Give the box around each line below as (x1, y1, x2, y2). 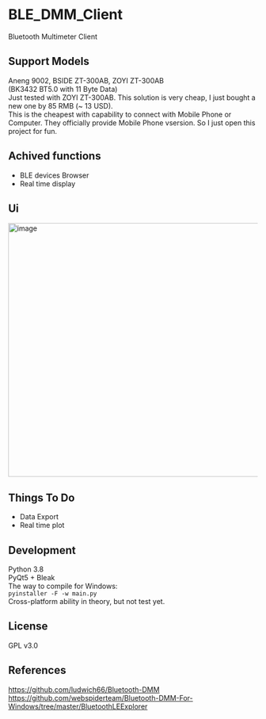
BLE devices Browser (19, 170, 89, 180)
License (8, 620, 48, 633)
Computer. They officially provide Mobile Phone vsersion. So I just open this (8, 117, 256, 128)
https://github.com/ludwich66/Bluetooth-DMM (8, 684, 160, 694)
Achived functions (8, 149, 101, 163)
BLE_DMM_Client (8, 6, 123, 24)
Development (8, 543, 77, 556)
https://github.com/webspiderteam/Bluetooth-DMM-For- (8, 693, 193, 702)
